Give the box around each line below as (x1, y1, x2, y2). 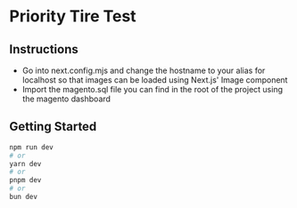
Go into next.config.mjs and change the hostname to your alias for (21, 65, 266, 76)
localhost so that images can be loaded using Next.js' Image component (21, 75, 288, 85)
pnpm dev (9, 176, 42, 185)
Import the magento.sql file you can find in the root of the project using (21, 84, 284, 94)
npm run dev (9, 142, 54, 152)
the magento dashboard (21, 93, 111, 104)
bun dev (9, 193, 38, 202)
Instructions (9, 42, 78, 57)
